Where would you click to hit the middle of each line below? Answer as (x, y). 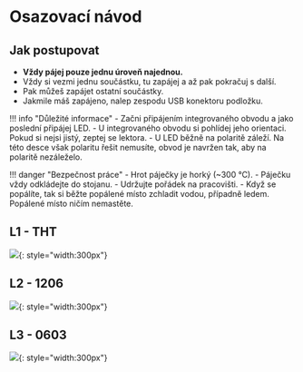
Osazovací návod (76, 17)
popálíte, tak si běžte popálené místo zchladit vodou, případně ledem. (140, 194)
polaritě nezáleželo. (46, 157)
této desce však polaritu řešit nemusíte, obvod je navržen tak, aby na (138, 147)
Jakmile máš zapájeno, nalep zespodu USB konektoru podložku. (142, 101)
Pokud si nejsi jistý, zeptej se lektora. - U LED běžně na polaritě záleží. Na (147, 137)
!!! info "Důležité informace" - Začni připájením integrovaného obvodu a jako (151, 118)
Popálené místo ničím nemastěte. (72, 203)
